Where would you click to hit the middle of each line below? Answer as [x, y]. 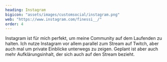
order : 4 [14, 24]
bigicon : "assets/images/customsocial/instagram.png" [63, 15]
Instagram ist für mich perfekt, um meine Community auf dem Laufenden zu [83, 38]
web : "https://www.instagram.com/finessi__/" [53, 19]
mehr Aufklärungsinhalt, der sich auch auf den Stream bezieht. [70, 54]
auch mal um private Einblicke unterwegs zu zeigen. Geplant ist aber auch [82, 49]
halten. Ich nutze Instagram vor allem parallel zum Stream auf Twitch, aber [82, 44]
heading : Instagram [26, 10]
